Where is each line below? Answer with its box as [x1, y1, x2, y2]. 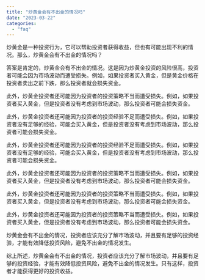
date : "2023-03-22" [6, 15, 56, 21]
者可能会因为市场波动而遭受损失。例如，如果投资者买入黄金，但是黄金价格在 [6, 72, 199, 79]
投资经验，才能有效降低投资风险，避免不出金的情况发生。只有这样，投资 [16, 260, 199, 267]
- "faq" [12, 26, 32, 32]
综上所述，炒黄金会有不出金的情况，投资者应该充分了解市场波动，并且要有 [6, 252, 193, 260]
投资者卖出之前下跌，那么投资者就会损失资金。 [6, 79, 124, 87]
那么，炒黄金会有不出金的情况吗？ [16, 51, 103, 59]
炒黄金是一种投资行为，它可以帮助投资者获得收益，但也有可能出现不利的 [6, 43, 188, 51]
